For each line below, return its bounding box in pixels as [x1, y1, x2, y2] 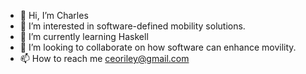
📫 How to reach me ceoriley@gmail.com [19, 53, 190, 64]
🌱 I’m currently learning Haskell [19, 31, 149, 42]
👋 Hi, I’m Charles [19, 10, 89, 21]
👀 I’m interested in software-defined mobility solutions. [19, 20, 246, 32]
